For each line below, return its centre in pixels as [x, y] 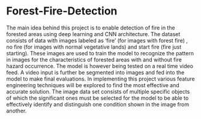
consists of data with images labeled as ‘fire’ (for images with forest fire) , [97, 40]
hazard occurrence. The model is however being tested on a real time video [100, 66]
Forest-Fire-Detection [62, 11]
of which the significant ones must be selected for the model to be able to [97, 98]
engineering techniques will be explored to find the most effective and [93, 85]
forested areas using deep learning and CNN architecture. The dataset [93, 34]
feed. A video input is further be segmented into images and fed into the [95, 72]
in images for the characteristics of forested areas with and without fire [94, 59]
